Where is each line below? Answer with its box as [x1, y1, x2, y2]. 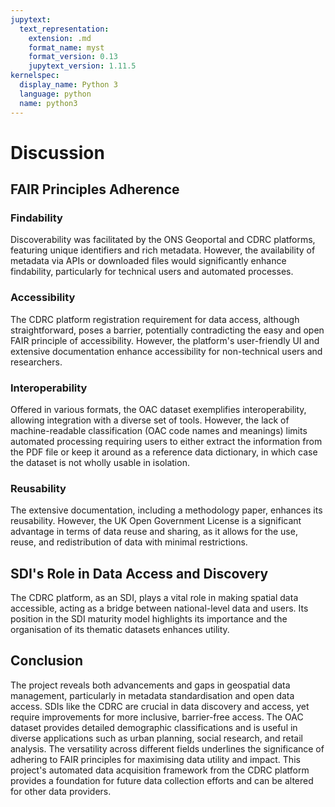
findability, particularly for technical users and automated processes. [10, 266, 294, 278]
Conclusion [10, 652, 84, 670]
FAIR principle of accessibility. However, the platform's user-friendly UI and [10, 334, 320, 346]
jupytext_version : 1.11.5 [28, 61, 137, 71]
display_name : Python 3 [19, 80, 118, 90]
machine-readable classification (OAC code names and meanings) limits [10, 424, 308, 436]
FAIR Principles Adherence [10, 181, 180, 198]
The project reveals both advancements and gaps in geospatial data [10, 679, 291, 691]
